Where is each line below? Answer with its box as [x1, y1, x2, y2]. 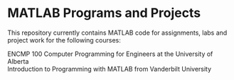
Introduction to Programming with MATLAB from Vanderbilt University [7, 64, 212, 73]
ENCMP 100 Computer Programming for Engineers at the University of [7, 50, 213, 58]
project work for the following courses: [7, 35, 121, 44]
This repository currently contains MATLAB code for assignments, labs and [7, 28, 228, 37]
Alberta [7, 57, 29, 65]
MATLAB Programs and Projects [7, 5, 201, 21]
